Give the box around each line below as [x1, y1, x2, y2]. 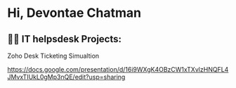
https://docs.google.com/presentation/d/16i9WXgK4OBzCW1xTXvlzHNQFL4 [7, 65, 229, 73]
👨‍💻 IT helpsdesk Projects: [7, 33, 122, 45]
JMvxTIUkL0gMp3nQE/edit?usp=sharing [7, 73, 126, 81]
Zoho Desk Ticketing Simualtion [7, 51, 100, 60]
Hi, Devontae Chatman [7, 5, 142, 21]
